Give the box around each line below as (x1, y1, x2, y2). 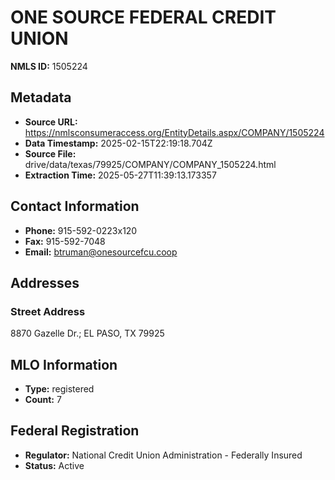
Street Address (10, 304, 86, 318)
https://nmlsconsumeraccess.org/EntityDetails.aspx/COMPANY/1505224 (24, 126, 325, 138)
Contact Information (10, 198, 140, 215)
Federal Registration (10, 422, 140, 440)
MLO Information (10, 356, 118, 373)
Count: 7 (24, 394, 62, 406)
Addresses (10, 274, 80, 291)
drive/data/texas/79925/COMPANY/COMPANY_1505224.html (24, 158, 277, 170)
